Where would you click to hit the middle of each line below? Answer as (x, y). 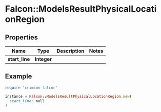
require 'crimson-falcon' (31, 88)
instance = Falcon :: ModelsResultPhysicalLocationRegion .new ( (69, 96)
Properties (21, 37)
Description (70, 51)
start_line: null (27, 101)
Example (19, 76)
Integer (43, 59)
